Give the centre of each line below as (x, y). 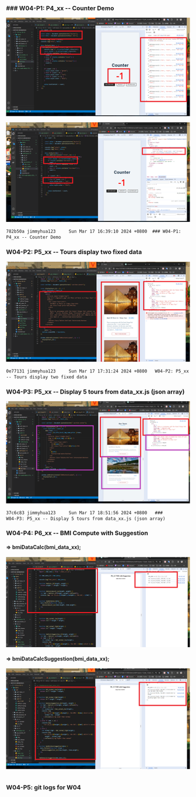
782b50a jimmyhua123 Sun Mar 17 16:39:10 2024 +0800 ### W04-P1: (94, 232)
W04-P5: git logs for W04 (44, 787)
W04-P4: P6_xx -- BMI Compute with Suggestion (77, 533)
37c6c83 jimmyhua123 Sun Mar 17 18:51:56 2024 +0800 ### (85, 513)
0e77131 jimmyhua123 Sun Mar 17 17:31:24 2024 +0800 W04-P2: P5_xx (98, 371)
